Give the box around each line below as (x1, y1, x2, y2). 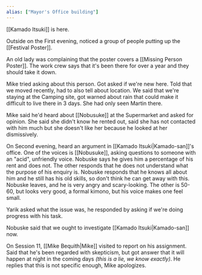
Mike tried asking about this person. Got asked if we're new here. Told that (6, 80, 192, 87)
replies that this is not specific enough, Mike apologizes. (6, 262, 146, 269)
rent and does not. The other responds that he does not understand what (6, 161, 189, 169)
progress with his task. (6, 212, 63, 219)
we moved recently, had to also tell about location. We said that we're (6, 86, 180, 94)
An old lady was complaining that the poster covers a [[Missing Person (6, 55, 183, 63)
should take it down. (6, 68, 57, 76)
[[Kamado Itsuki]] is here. (6, 25, 70, 33)
